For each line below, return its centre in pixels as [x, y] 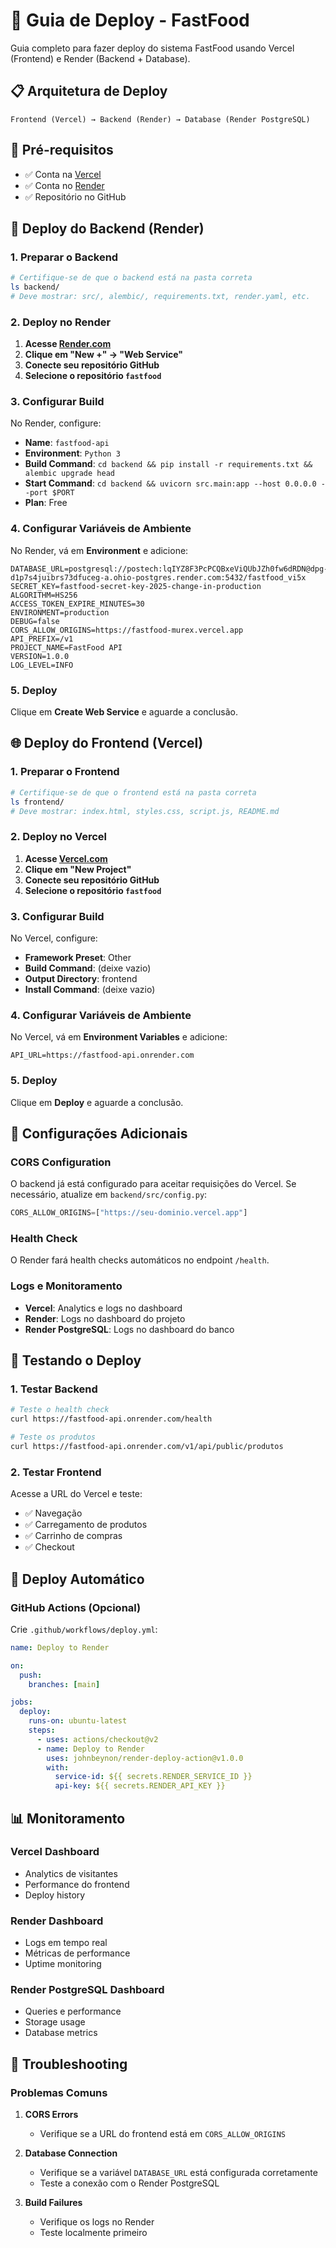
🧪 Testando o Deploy [76, 1360]
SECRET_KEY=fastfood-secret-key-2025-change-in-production [136, 586]
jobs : [21, 1702]
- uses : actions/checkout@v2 [97, 1739]
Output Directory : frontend [81, 978]
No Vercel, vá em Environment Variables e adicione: [119, 1037]
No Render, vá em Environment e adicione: [99, 550]
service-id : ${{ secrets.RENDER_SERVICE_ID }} [153, 1777]
